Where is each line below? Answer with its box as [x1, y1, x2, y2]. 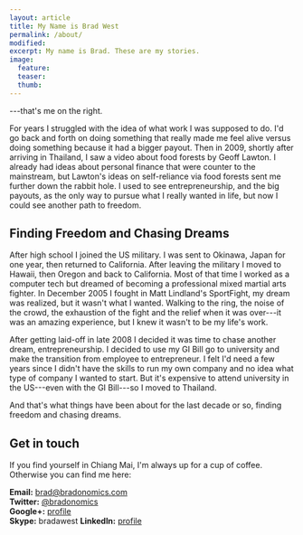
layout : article [9, 13, 71, 23]
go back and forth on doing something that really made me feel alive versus [9, 132, 291, 143]
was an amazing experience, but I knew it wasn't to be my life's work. [9, 317, 269, 328]
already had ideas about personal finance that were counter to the [9, 161, 256, 172]
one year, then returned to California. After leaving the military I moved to [9, 259, 282, 270]
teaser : [17, 72, 47, 81]
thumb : [17, 80, 43, 89]
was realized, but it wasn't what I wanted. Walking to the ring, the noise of [9, 297, 285, 308]
